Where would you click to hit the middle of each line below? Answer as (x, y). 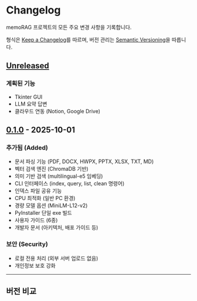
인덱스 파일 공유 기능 (38, 191)
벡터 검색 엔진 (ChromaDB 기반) (52, 169)
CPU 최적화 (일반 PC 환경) (45, 198)
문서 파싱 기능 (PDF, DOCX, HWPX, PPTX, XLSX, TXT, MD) (84, 161)
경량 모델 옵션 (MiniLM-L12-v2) (51, 205)
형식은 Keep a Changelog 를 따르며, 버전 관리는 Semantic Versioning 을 (88, 39)
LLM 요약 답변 (31, 104)
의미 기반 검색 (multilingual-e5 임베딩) (59, 176)
